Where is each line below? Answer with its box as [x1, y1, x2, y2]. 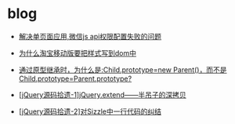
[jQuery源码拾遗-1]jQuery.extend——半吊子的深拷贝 [18, 89, 186, 99]
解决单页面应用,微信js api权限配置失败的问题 [18, 31, 162, 41]
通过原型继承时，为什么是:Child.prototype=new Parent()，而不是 [18, 64, 227, 75]
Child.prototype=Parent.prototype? [18, 74, 132, 83]
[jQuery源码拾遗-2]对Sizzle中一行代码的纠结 [18, 107, 162, 116]
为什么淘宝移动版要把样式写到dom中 [18, 48, 137, 57]
